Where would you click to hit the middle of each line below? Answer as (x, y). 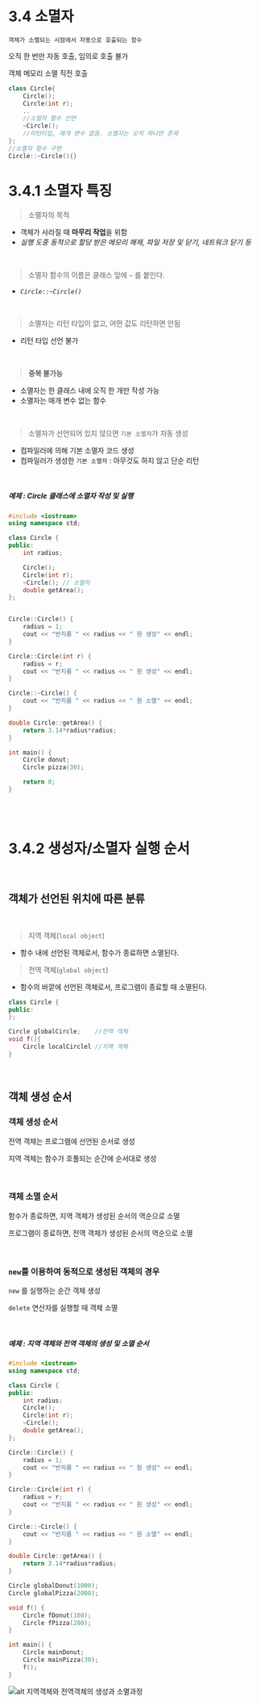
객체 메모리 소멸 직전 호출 (48, 73)
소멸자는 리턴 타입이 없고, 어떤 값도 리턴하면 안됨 (104, 323)
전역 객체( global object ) (68, 970)
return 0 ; (39, 782)
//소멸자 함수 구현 (35, 148)
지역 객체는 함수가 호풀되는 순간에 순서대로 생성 (83, 1158)
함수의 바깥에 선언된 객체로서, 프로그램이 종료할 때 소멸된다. (113, 987)
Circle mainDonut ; (54, 1652)
